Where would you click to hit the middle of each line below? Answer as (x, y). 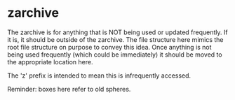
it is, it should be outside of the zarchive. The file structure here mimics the (115, 39)
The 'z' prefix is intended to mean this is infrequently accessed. (99, 76)
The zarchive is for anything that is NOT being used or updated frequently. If (117, 32)
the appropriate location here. (50, 62)
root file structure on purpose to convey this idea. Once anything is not (109, 47)
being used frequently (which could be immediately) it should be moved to (115, 55)
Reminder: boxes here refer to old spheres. (69, 89)
